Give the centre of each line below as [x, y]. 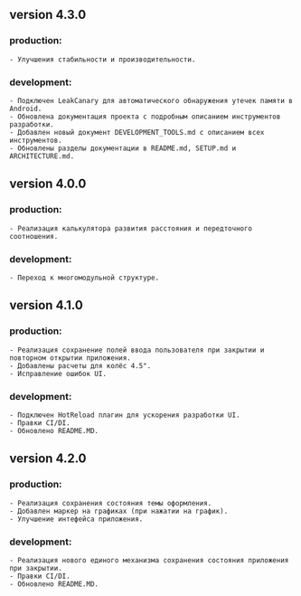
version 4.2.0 [48, 459]
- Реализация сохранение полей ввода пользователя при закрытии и [137, 350]
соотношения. [34, 236]
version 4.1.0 [46, 305]
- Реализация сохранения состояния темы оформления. [111, 503]
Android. [26, 109]
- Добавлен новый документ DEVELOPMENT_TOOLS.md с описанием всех [137, 132]
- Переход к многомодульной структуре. [85, 278]
